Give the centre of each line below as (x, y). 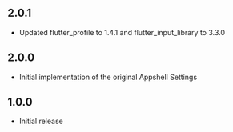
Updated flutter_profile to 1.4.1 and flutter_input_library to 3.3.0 (122, 32)
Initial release (41, 121)
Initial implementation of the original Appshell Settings (108, 77)
